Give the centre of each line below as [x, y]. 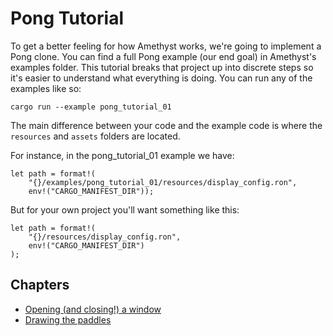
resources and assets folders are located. [95, 136]
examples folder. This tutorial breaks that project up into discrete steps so [162, 67]
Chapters [40, 285]
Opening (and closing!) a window [93, 309]
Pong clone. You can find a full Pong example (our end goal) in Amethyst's [163, 56]
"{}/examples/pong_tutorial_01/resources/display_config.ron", [163, 182]
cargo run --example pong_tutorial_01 [91, 107]
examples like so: [46, 88]
